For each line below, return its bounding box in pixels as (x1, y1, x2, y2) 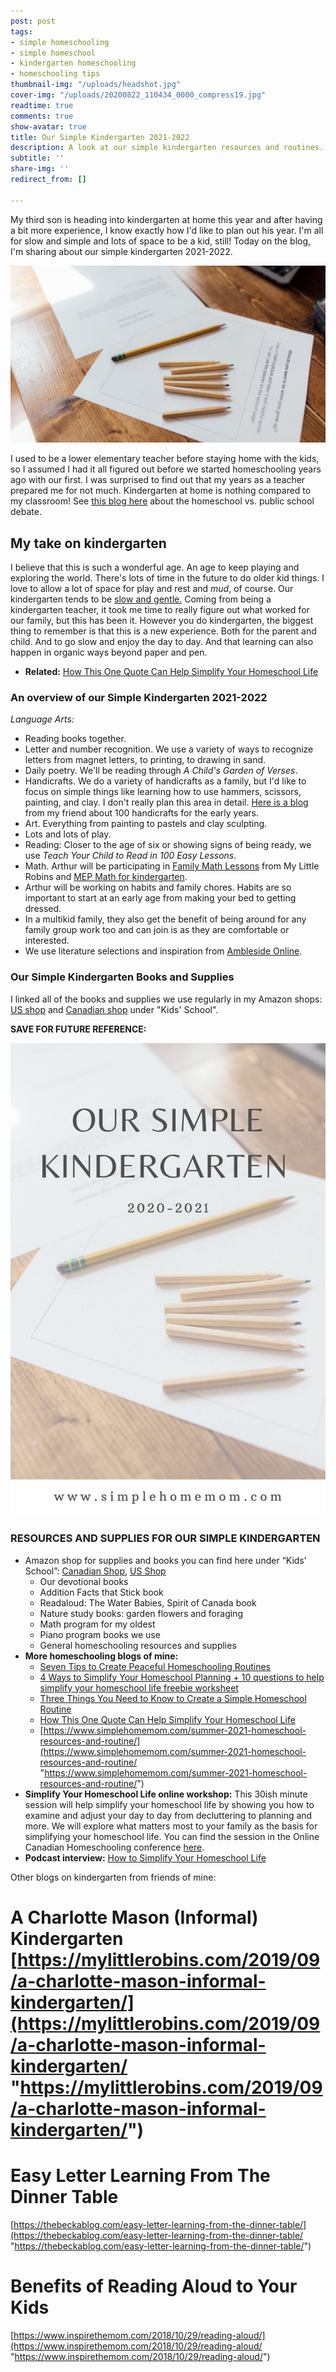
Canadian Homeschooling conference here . (24, 1841, 205, 1853)
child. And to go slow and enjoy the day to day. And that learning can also (10, 635, 314, 647)
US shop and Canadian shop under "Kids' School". (10, 1003, 219, 1015)
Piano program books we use (39, 1628, 161, 1640)
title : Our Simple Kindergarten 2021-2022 (10, 132, 190, 142)
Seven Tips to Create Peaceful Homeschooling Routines (39, 1660, 272, 1672)
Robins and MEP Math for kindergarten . (24, 871, 188, 883)
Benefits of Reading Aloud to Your (10, 2275, 298, 2297)
